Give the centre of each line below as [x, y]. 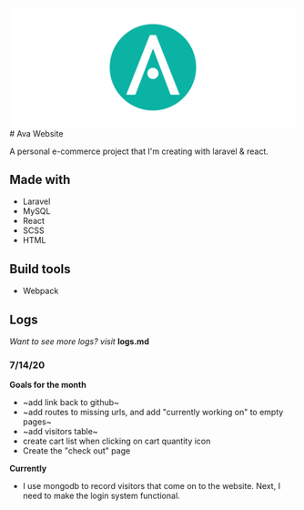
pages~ [37, 422]
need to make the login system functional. [101, 496]
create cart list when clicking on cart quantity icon [117, 441]
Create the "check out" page [76, 451]
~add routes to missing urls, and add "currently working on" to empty [153, 413]
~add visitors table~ [60, 432]
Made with [40, 180]
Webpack [41, 291]
